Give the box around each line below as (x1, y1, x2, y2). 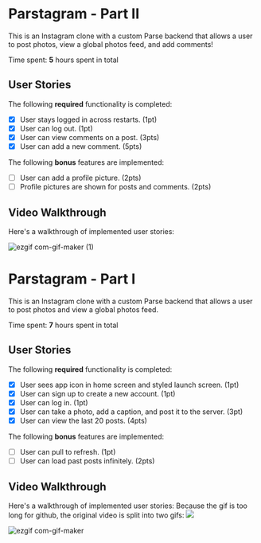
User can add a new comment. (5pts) (19, 141, 142, 151)
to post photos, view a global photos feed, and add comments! (8, 39, 213, 49)
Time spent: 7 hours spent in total (8, 320, 119, 330)
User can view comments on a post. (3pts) (19, 132, 160, 142)
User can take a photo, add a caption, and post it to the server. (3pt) (19, 407, 243, 416)
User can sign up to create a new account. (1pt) (19, 389, 176, 398)
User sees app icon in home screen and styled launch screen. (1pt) (19, 380, 240, 389)
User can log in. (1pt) (19, 397, 89, 407)
